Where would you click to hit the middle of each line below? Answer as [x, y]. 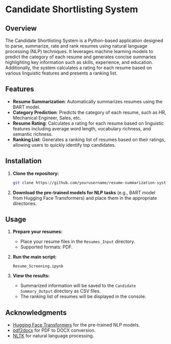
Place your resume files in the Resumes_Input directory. [78, 242]
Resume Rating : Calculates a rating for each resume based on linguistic [88, 123]
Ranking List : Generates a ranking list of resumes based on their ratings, [89, 140]
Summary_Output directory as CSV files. [60, 291]
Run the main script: [35, 257]
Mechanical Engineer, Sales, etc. [47, 118]
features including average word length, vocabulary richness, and [82, 128]
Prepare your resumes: [38, 232]
